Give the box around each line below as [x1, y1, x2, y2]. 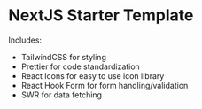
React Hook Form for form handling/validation [20, 80, 189, 90]
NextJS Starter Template [8, 5, 194, 26]
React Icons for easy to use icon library [20, 70, 165, 81]
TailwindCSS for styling [20, 51, 107, 62]
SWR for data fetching [20, 90, 103, 100]
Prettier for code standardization [20, 61, 141, 72]
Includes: [8, 35, 42, 45]
